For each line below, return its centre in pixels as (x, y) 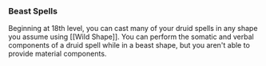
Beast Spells (33, 11)
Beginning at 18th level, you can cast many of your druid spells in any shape (133, 29)
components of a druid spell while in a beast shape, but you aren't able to (129, 45)
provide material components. (58, 54)
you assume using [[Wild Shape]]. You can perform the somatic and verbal (131, 37)
